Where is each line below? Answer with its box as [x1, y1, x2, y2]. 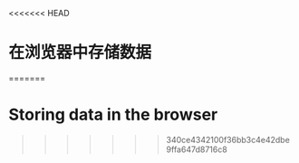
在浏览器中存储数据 [8, 43, 152, 62]
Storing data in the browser [8, 104, 218, 125]
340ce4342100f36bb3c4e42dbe [166, 134, 291, 145]
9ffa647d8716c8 [166, 144, 227, 155]
